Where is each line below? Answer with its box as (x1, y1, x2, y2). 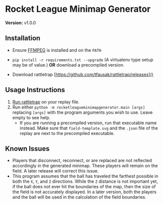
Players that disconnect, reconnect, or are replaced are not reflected (12, 158, 152, 164)
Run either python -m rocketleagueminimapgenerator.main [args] (12, 104, 146, 110)
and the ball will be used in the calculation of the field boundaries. (12, 194, 147, 200)
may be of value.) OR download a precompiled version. (12, 62, 124, 68)
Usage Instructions (5, 86, 65, 94)
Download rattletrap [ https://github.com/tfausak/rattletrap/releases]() (12, 71, 154, 77)
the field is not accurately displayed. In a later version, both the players (12, 189, 157, 195)
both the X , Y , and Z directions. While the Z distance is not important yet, (12, 178, 158, 184)
